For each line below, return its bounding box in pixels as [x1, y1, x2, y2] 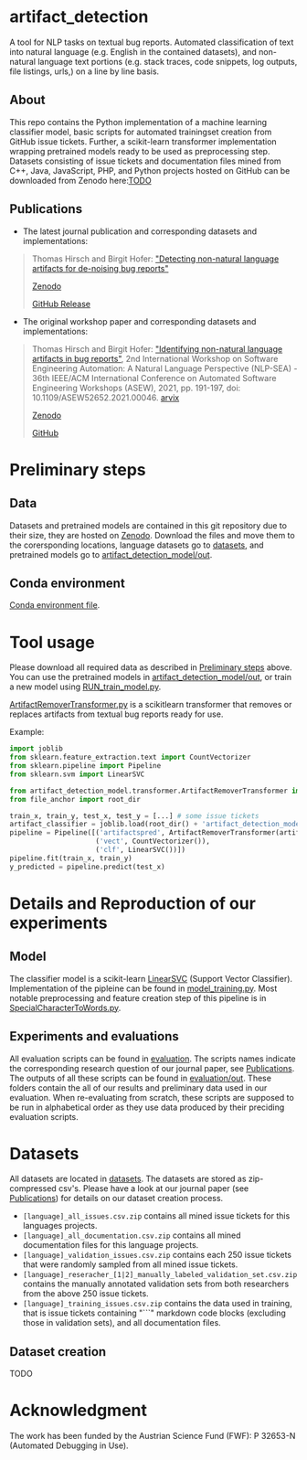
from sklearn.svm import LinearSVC [9, 770, 145, 779]
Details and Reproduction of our [9, 893, 256, 913]
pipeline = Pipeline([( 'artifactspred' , [9, 828, 166, 837]
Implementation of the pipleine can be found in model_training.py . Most [9, 983, 278, 994]
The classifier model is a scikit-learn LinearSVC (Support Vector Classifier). [9, 973, 293, 984]
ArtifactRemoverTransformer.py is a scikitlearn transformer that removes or [9, 699, 292, 710]
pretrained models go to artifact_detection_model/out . [9, 549, 213, 559]
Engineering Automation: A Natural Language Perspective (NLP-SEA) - [31, 363, 298, 374]
